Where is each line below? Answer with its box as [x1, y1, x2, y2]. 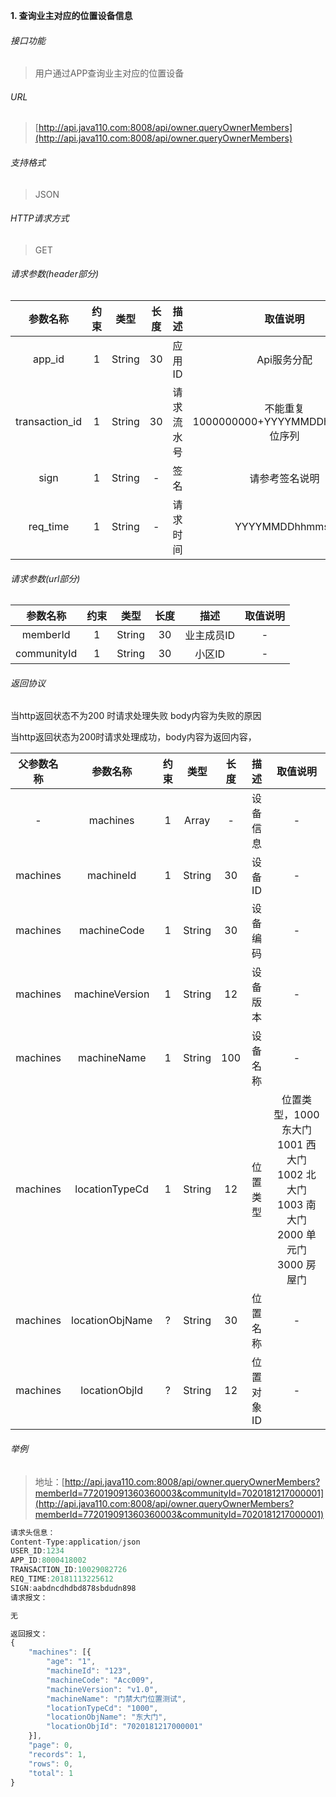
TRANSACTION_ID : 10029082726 [10, 1565, 128, 1575]
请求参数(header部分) [10, 268, 100, 280]
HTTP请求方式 [10, 212, 70, 224]
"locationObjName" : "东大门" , [46, 1712, 168, 1723]
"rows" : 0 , [28, 1759, 74, 1769]
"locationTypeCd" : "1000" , [46, 1703, 159, 1713]
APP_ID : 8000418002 [10, 1555, 87, 1566]
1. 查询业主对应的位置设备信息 [10, 10, 133, 21]
